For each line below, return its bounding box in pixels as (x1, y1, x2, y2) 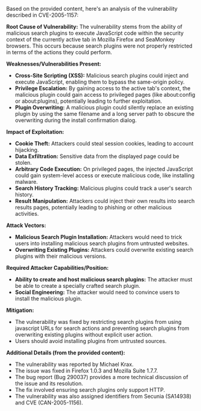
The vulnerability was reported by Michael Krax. (14, 361, 134, 368)
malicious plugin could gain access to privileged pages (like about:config (14, 91, 196, 98)
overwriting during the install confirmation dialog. (14, 117, 137, 124)
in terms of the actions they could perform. (6, 49, 112, 56)
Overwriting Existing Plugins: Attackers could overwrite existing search (14, 246, 194, 253)
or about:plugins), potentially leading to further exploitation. (14, 97, 163, 105)
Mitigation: (6, 306, 34, 314)
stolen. (14, 159, 32, 166)
